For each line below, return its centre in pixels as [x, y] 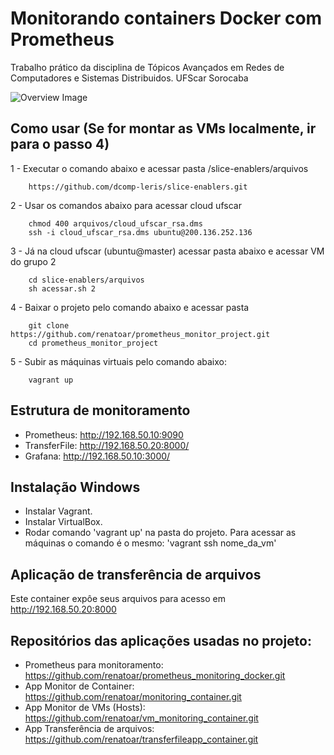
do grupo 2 [33, 261]
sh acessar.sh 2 [62, 288]
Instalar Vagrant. [58, 511]
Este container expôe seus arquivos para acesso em [118, 599]
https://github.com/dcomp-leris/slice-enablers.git [138, 187]
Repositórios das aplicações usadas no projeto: [161, 640]
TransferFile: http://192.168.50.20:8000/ [107, 445]
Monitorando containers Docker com [166, 18]
